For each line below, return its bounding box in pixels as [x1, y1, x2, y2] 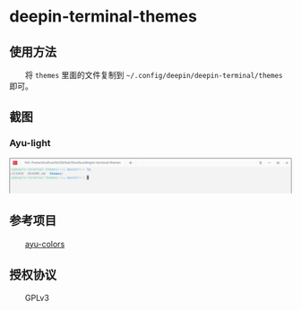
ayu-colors [25, 238, 65, 249]
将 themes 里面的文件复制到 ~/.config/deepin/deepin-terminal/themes [24, 70, 283, 80]
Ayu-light [9, 137, 51, 150]
